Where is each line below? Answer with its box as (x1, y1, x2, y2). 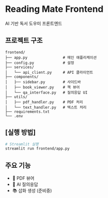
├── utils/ (5, 94, 28, 99)
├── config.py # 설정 (5, 60, 74, 65)
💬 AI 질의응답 (12, 182, 38, 188)
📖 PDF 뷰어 (12, 175, 35, 181)
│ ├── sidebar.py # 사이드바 (5, 79, 81, 85)
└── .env (5, 113, 23, 118)
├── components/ (5, 74, 39, 79)
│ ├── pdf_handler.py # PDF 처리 (5, 99, 83, 104)
